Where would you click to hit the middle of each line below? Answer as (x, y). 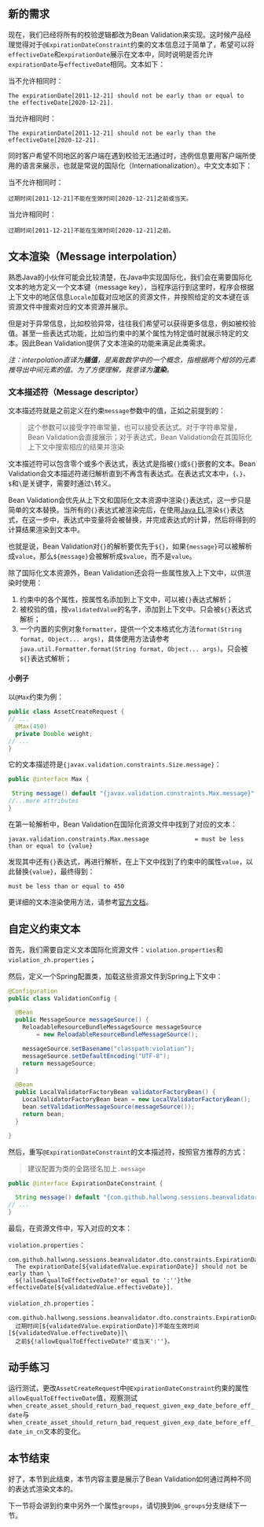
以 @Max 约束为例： (36, 697)
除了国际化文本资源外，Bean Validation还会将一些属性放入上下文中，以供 (126, 572)
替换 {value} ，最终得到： (55, 871)
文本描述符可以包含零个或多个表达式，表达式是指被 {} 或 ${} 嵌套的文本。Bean (132, 464)
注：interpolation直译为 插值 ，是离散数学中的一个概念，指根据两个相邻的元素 (132, 360)
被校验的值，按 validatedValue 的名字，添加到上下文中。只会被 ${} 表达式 (136, 609)
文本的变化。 (64, 1431)
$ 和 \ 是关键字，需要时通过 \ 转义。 (62, 483)
